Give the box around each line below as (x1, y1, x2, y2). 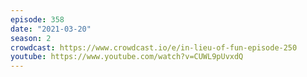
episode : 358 (10, 14, 65, 25)
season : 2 (10, 33, 52, 43)
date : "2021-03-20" (10, 24, 92, 34)
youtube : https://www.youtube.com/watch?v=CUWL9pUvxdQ (10, 52, 244, 62)
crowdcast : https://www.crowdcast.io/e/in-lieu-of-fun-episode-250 (10, 42, 298, 53)
